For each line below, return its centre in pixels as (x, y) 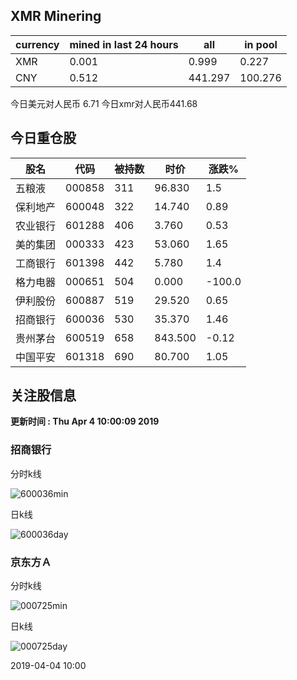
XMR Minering (56, 16)
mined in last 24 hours (124, 44)
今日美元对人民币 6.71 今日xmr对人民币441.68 (104, 103)
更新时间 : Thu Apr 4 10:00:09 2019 (85, 421)
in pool (261, 44)
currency (37, 44)
